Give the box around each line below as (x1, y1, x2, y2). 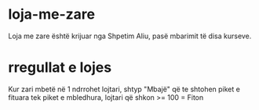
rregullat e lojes (8, 59, 112, 76)
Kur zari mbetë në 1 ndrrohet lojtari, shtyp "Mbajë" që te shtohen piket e (8, 84, 241, 94)
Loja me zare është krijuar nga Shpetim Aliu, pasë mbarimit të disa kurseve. (8, 31, 252, 41)
